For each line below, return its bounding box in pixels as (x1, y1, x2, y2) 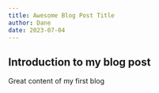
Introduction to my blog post (8, 55, 151, 69)
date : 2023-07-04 (8, 26, 66, 34)
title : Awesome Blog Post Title (8, 11, 115, 20)
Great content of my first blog (8, 76, 105, 86)
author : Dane (8, 19, 51, 27)
